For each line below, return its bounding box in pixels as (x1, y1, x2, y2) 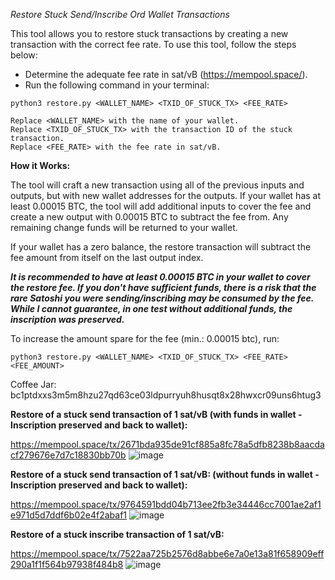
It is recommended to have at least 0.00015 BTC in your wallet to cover (10, 271, 311, 283)
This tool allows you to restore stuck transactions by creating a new (10, 28, 289, 39)
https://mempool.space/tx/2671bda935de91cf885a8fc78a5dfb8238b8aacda (10, 439, 325, 450)
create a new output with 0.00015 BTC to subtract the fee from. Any (10, 211, 289, 223)
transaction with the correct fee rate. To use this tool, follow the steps (10, 39, 297, 50)
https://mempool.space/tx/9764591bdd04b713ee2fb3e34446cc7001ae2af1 (10, 499, 322, 510)
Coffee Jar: (10, 379, 57, 390)
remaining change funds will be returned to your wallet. (10, 222, 238, 233)
